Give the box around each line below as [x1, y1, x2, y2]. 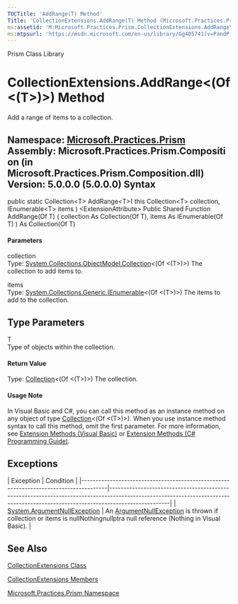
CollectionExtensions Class [7, 561, 87, 570]
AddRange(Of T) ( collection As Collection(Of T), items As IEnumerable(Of [7, 212, 223, 220]
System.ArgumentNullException [7, 507, 101, 515]
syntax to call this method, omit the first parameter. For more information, [7, 422, 221, 431]
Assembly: [7, 145, 57, 157]
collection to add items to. [7, 267, 84, 276]
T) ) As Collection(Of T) [7, 220, 76, 228]
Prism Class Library [7, 50, 64, 58]
